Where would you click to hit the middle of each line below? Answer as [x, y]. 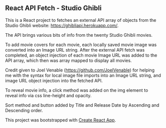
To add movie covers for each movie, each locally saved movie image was [81, 45]
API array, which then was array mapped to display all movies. [69, 60]
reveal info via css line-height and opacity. [48, 95]
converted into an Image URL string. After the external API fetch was [75, 50]
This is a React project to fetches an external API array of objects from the [81, 20]
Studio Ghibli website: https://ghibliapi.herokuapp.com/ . [62, 25]
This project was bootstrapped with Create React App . [61, 120]
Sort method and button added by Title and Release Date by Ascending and [82, 105]
